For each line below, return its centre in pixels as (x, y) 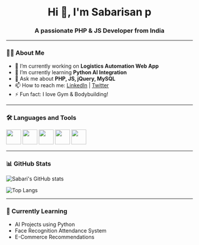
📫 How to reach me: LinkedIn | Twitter (62, 85)
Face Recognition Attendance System (60, 230)
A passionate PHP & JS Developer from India (99, 31)
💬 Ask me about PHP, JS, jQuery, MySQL (65, 78)
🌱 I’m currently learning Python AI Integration (71, 72)
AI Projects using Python (45, 224)
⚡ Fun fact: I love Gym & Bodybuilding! (61, 94)
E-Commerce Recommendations (54, 237)
